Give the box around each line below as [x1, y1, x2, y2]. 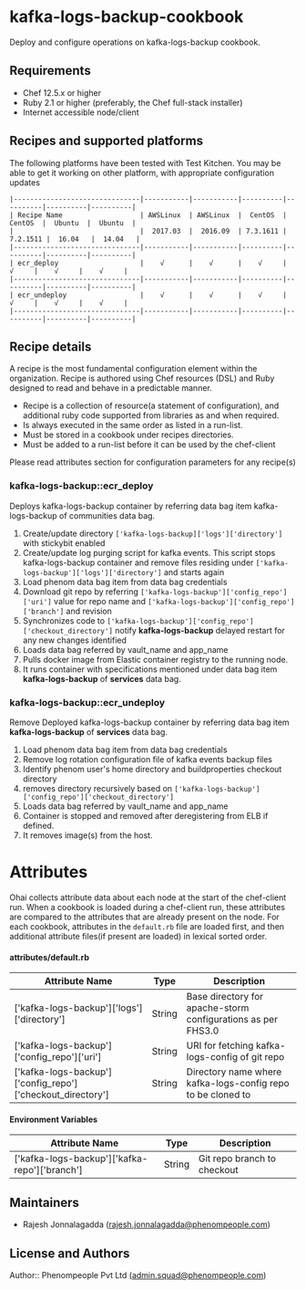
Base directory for [186, 991, 264, 1003]
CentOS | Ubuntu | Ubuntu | [9, 218, 137, 227]
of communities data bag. [58, 509, 156, 521]
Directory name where [186, 1065, 282, 1078]
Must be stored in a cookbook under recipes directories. [22, 429, 234, 440]
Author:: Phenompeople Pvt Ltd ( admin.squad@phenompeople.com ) [9, 1269, 267, 1280]
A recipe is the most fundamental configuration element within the [9, 363, 258, 374]
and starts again [163, 566, 225, 577]
